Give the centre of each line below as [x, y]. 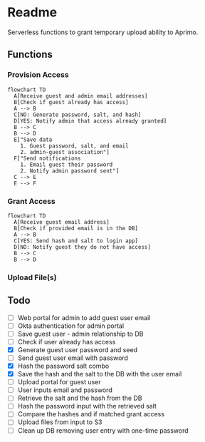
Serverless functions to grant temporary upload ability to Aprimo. [103, 32]
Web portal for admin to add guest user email [84, 317]
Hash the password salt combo [63, 366]
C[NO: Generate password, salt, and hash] [78, 115]
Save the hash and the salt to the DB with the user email [100, 374]
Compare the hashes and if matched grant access [91, 414]
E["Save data [33, 140]
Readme [32, 12]
